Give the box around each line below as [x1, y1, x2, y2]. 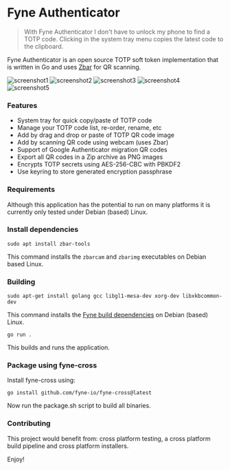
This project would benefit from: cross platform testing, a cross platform [7, 434, 211, 442]
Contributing [7, 418, 51, 428]
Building [7, 277, 36, 286]
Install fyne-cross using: [7, 376, 76, 385]
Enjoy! [7, 455, 25, 463]
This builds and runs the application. [7, 343, 110, 352]
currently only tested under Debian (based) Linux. [7, 208, 148, 216]
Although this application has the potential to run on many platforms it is [7, 200, 211, 209]
